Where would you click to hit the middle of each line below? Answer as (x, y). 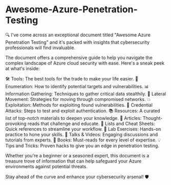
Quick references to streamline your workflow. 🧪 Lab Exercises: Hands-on (83, 129)
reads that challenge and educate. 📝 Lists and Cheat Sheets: (91, 124)
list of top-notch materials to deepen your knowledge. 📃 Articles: (73, 118)
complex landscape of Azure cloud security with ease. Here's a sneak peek (85, 63)
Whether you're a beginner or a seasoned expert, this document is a (77, 155)
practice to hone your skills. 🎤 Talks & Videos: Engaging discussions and (81, 134)
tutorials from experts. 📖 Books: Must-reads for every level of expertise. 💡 (83, 140)
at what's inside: (23, 68)
